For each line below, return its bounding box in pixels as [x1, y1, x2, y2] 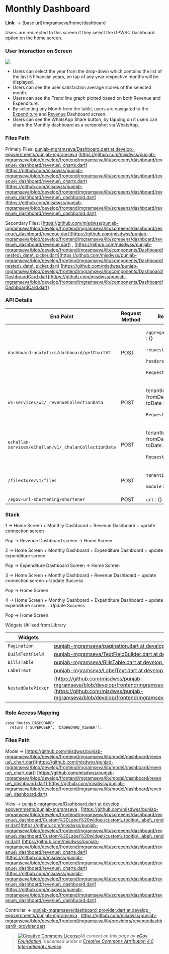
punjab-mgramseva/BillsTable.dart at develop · [53, 659, 165, 666]
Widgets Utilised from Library [5, 622, 66, 628]
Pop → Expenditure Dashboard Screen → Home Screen [5, 562, 120, 568]
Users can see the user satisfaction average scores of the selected [12, 84, 152, 91]
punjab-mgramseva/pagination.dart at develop [53, 643, 165, 650]
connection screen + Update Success [5, 578, 83, 584]
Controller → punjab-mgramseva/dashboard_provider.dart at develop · [5, 907, 151, 913]
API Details [5, 297, 33, 304]
